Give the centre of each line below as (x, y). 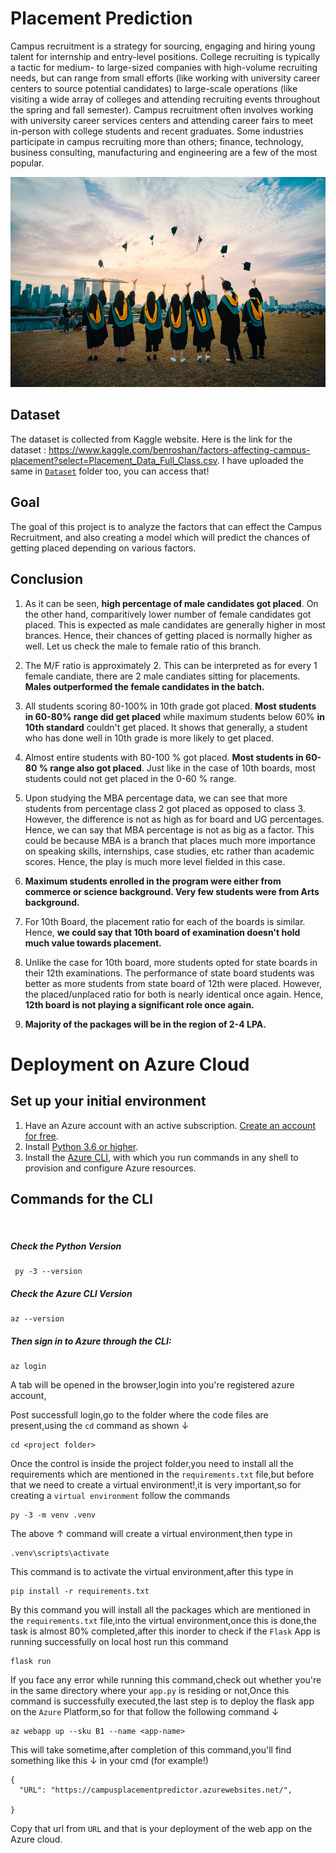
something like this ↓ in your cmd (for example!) (109, 1761)
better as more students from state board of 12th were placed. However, (173, 983)
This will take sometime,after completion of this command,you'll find (151, 1750)
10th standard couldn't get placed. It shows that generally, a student (166, 727)
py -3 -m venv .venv (53, 1515)
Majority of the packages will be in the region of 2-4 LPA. (145, 1024)
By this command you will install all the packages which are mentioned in (160, 1610)
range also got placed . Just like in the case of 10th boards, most (182, 768)
